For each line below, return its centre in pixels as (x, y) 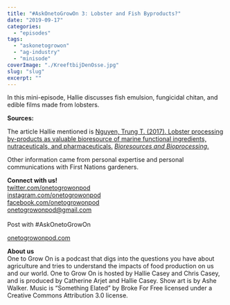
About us (21, 251)
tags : (15, 39)
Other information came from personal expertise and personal (96, 160)
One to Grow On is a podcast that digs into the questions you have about (111, 259)
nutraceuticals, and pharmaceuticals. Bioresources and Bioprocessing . (108, 147)
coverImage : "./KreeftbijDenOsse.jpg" (63, 65)
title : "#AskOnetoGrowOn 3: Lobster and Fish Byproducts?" (94, 13)
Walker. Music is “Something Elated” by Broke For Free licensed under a (110, 288)
